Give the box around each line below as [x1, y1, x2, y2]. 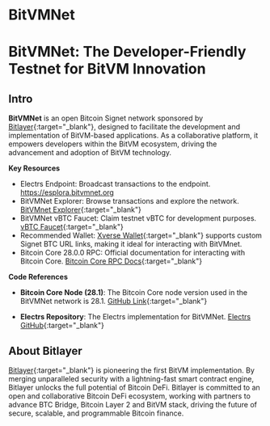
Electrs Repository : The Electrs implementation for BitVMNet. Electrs [19, 312, 251, 322]
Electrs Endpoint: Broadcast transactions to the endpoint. [19, 179, 211, 189]
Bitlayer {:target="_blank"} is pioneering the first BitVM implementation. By [8, 365, 255, 375]
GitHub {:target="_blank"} [19, 321, 105, 331]
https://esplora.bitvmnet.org [19, 188, 115, 197]
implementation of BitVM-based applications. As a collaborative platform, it [8, 131, 259, 141]
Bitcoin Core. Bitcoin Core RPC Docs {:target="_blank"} [19, 256, 203, 266]
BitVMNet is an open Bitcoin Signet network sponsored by [8, 113, 204, 123]
